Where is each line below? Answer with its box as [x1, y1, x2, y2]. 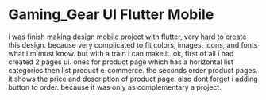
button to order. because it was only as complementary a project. [8, 82, 222, 92]
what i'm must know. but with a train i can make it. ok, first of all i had [8, 48, 234, 58]
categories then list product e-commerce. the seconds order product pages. [8, 65, 258, 75]
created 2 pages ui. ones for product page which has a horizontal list [8, 57, 234, 67]
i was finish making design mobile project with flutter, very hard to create [8, 32, 247, 41]
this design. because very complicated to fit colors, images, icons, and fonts [8, 40, 258, 49]
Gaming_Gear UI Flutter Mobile [8, 6, 214, 24]
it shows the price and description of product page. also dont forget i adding [8, 74, 258, 83]
